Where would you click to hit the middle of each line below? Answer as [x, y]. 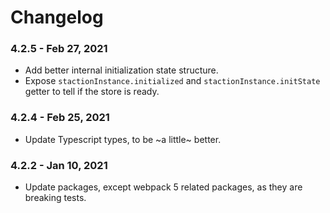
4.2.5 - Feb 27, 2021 [59, 49]
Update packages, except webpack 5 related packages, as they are [163, 187]
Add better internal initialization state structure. [121, 70]
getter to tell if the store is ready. [92, 92]
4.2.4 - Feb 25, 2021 [60, 118]
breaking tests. [55, 198]
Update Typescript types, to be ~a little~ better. [123, 139]
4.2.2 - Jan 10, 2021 [59, 165]
